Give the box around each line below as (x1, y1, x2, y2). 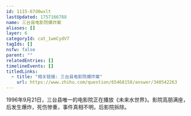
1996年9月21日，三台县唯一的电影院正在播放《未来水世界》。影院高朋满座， (6, 96, 189, 103)
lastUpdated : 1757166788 (6, 14, 67, 20)
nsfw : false (6, 47, 35, 53)
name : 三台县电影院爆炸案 (6, 19, 62, 25)
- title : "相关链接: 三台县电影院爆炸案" (11, 74, 103, 80)
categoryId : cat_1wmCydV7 (6, 36, 69, 42)
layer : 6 (6, 30, 28, 36)
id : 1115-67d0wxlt (6, 8, 51, 15)
